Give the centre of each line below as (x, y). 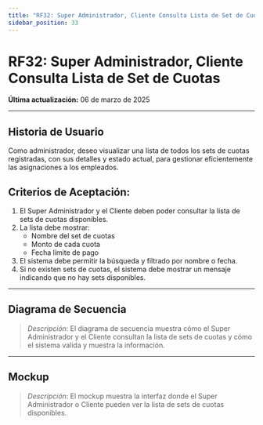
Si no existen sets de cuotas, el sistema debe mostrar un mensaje (125, 269)
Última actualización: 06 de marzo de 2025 (79, 100)
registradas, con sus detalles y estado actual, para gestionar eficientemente (130, 159)
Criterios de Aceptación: (69, 192)
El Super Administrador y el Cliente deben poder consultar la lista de (130, 211)
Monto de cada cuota (65, 245)
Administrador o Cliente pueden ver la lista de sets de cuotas (126, 404)
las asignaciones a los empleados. (63, 167)
